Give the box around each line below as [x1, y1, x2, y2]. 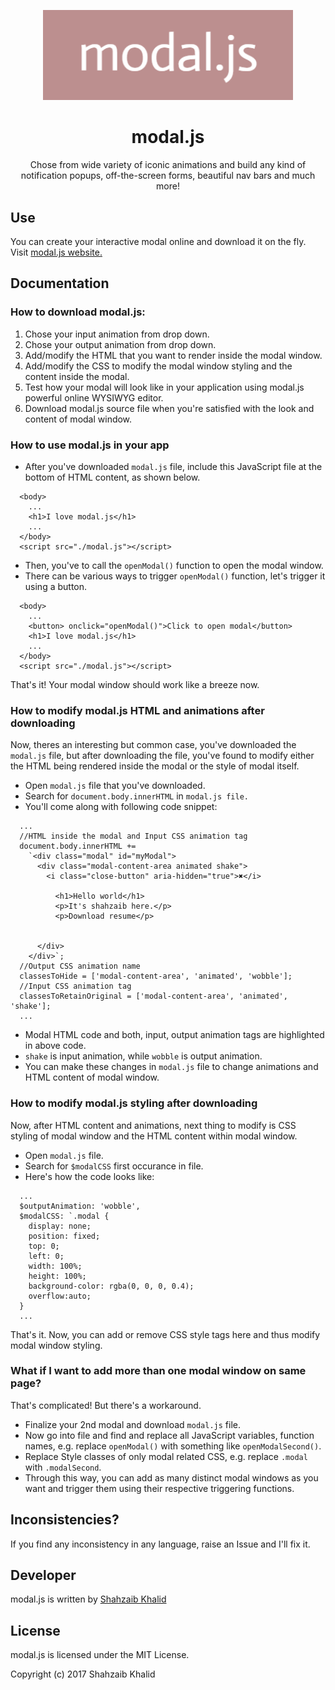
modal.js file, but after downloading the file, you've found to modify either [10, 750, 315, 762]
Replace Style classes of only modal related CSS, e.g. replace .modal [24, 1450, 308, 1462]
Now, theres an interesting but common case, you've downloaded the [10, 739, 297, 751]
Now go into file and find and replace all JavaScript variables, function [24, 1429, 315, 1441]
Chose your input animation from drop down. [24, 328, 210, 340]
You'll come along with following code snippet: [24, 801, 218, 813]
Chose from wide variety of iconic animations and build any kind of [29, 159, 307, 171]
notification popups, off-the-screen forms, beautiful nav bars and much [20, 170, 316, 182]
